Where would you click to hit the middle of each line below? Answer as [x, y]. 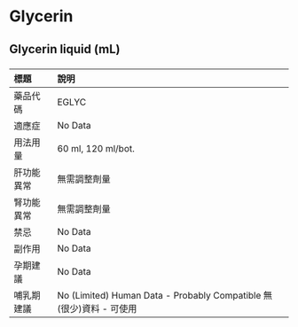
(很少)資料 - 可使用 [97, 308]
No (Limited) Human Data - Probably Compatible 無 [165, 295]
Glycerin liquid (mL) [65, 49]
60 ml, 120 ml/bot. [96, 148]
